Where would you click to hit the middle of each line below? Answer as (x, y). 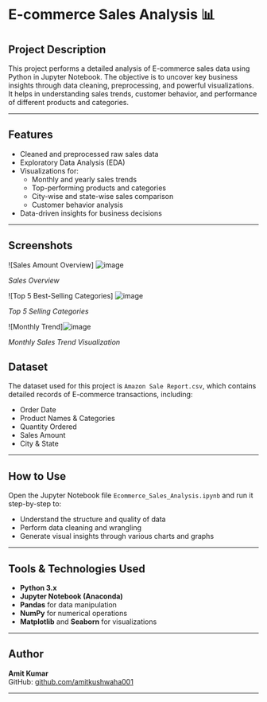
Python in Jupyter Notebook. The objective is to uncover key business (123, 77)
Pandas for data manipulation (68, 605)
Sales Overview (34, 280)
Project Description (57, 49)
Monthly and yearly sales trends (84, 179)
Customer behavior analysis (77, 205)
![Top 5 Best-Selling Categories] (61, 295)
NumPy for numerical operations (74, 614)
